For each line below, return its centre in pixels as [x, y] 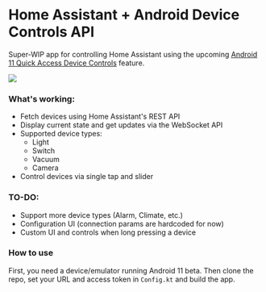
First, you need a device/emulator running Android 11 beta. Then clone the [131, 270]
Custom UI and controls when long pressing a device [108, 232]
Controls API [52, 32]
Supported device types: [61, 134]
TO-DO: [24, 198]
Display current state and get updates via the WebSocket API [121, 125]
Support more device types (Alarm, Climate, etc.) [102, 215]
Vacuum [46, 160]
